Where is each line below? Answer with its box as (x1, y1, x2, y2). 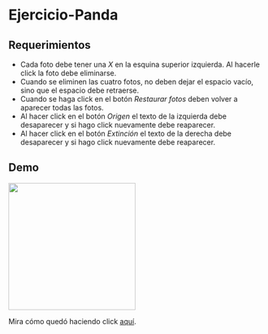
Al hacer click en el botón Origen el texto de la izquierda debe (19, 111, 227, 121)
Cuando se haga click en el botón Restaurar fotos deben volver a (19, 94, 238, 103)
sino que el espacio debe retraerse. (19, 85, 140, 95)
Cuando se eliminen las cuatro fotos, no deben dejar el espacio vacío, (19, 77, 254, 86)
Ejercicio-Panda (8, 6, 119, 24)
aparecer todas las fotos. (19, 103, 104, 112)
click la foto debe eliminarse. (19, 68, 117, 78)
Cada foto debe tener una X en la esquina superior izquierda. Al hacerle (19, 59, 261, 69)
